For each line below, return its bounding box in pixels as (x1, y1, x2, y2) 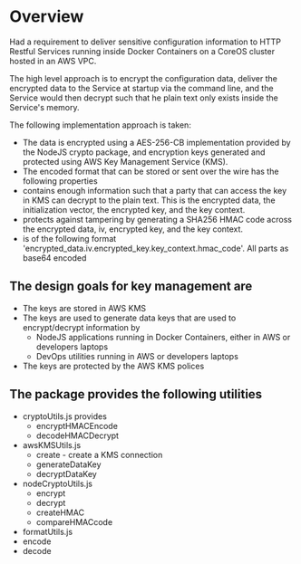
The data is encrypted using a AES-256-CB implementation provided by (22, 137, 292, 148)
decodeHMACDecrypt (35, 430, 120, 441)
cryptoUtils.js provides (22, 410, 107, 422)
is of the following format (22, 233, 117, 244)
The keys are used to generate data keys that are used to (22, 312, 237, 323)
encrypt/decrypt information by (22, 321, 141, 332)
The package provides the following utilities (9, 387, 263, 402)
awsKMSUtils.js (22, 439, 82, 450)
